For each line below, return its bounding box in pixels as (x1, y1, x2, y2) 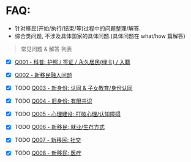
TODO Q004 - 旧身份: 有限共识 (14, 97, 92, 105)
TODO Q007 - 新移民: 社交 (14, 136, 81, 144)
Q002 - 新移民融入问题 (14, 72, 73, 78)
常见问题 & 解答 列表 (20, 45, 72, 53)
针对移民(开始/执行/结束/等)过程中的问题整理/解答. (14, 24, 141, 32)
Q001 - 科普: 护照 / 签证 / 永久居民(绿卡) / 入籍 (14, 58, 131, 65)
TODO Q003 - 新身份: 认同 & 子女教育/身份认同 (14, 84, 133, 92)
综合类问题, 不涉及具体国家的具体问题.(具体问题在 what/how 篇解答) (14, 32, 185, 40)
